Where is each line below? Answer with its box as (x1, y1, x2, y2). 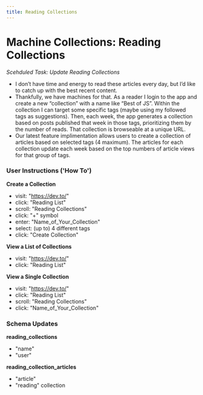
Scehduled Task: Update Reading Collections (6, 68, 120, 76)
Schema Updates (6, 319, 58, 328)
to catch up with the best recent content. (15, 87, 117, 94)
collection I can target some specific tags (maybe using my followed (15, 106, 187, 113)
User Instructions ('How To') (6, 166, 92, 175)
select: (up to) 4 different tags (15, 224, 91, 232)
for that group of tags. (15, 151, 71, 158)
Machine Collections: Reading (6, 35, 161, 49)
